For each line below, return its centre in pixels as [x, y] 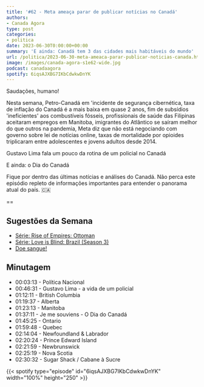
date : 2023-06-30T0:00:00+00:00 [47, 46]
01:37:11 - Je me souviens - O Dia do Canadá [71, 314]
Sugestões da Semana [49, 221]
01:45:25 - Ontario [38, 321]
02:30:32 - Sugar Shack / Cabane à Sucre [68, 359]
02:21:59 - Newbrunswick [47, 346]
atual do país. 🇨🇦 [29, 190]
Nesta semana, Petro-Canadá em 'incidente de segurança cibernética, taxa [100, 103]
